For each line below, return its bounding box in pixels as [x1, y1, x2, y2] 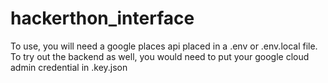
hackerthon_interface [10, 7, 195, 30]
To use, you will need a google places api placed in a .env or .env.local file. [10, 40, 318, 52]
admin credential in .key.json [10, 61, 128, 73]
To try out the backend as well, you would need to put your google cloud [10, 50, 310, 62]
